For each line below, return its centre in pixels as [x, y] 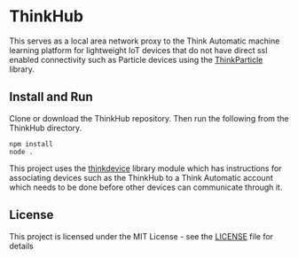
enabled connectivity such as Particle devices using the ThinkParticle [136, 59]
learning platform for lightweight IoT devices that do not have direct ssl [138, 50]
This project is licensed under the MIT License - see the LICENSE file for [141, 236]
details [21, 246]
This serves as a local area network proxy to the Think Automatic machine [145, 41]
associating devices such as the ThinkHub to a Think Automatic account [141, 177]
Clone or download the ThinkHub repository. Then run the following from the [149, 118]
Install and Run [51, 97]
